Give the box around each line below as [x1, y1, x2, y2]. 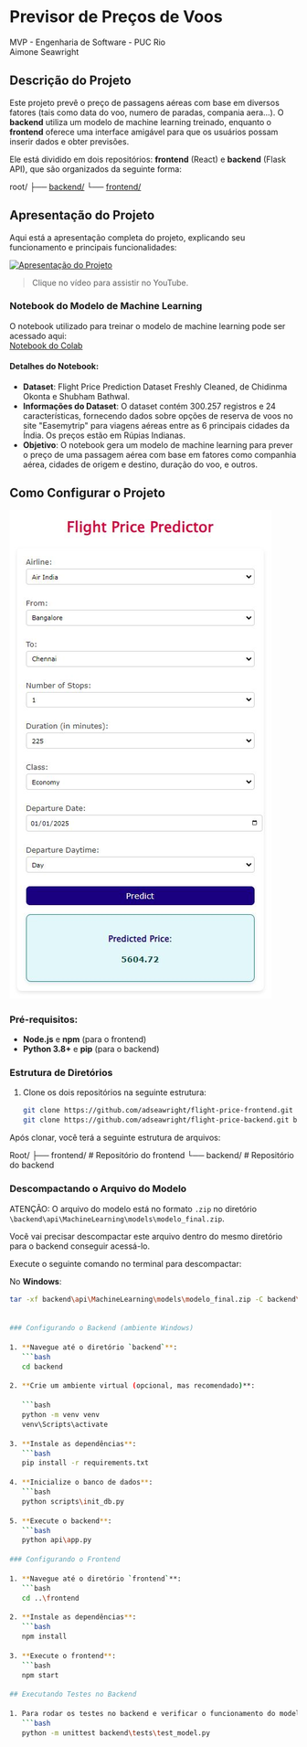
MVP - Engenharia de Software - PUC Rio [9, 37, 166, 48]
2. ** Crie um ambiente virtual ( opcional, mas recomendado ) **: [9, 1381, 256, 1390]
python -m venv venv [21, 1411, 101, 1420]
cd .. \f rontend [21, 1593, 79, 1603]
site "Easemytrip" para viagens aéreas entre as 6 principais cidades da [22, 421, 291, 431]
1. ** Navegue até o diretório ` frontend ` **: [9, 1574, 182, 1583]
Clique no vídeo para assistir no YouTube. [31, 277, 189, 288]
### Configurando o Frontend [9, 1555, 121, 1564]
